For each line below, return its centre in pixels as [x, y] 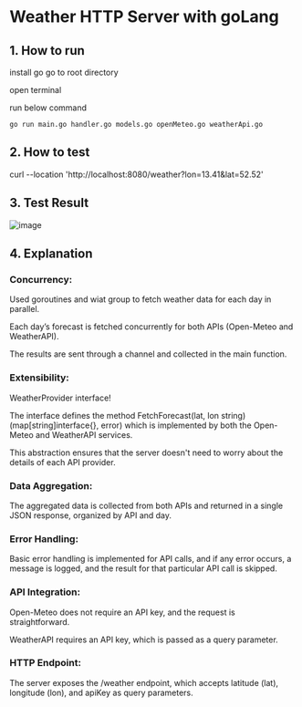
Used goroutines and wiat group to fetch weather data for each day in [141, 299]
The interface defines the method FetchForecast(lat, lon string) [128, 415]
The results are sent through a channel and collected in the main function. [148, 354]
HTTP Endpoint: [46, 663]
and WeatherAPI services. [84, 434]
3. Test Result [49, 203]
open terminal [36, 90]
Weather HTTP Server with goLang [145, 17]
